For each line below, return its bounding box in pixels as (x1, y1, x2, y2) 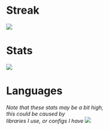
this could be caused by (6, 110, 66, 117)
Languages (6, 84, 63, 98)
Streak (6, 4, 40, 17)
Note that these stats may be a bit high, (6, 104, 104, 111)
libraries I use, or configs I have (6, 117, 84, 124)
